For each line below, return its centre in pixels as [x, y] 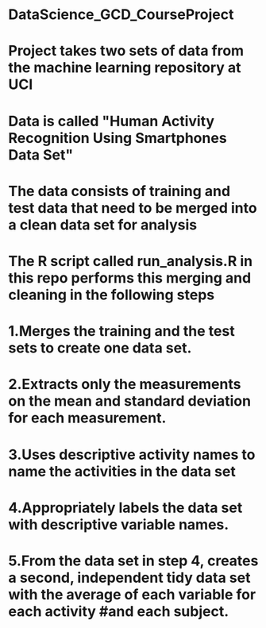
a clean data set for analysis [103, 225]
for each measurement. [87, 418]
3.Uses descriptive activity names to [132, 455]
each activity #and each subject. [119, 611]
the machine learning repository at [125, 68]
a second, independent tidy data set [129, 578]
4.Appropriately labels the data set [125, 508]
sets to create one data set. [100, 348]
